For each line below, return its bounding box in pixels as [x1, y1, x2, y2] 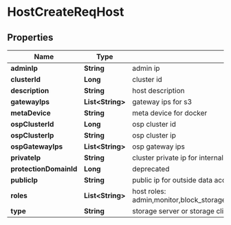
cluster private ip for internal [132, 153, 223, 162]
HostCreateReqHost [7, 4, 124, 20]
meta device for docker [132, 108, 208, 118]
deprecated [132, 164, 170, 173]
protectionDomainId [10, 164, 78, 173]
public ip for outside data [132, 175, 213, 184]
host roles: [132, 186, 166, 196]
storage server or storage [132, 206, 215, 215]
